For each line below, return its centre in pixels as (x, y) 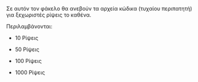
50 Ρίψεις (27, 49)
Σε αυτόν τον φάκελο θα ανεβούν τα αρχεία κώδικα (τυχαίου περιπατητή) (99, 9)
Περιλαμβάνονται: (29, 26)
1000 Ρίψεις (30, 72)
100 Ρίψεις (28, 61)
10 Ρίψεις (27, 38)
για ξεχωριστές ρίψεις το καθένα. (49, 15)
